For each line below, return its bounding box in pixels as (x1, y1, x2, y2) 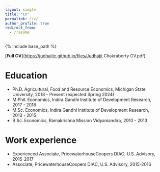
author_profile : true (5, 21, 50, 26)
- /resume (9, 30, 29, 35)
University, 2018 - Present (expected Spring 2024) (12, 91, 114, 97)
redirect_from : (5, 25, 36, 30)
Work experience (5, 135, 77, 146)
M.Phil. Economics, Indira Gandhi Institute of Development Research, (12, 97, 152, 102)
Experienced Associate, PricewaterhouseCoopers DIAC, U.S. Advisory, (12, 150, 156, 157)
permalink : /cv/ (5, 16, 38, 21)
